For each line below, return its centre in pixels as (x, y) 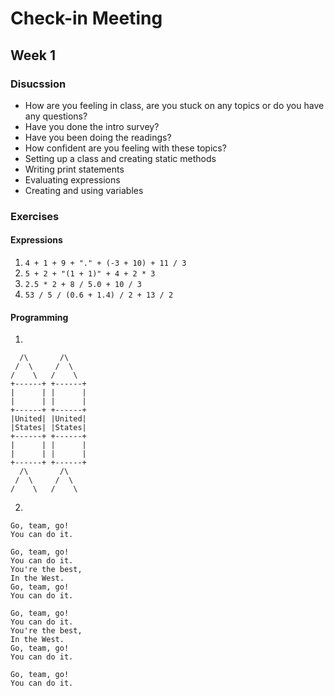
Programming (39, 317)
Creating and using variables (84, 190)
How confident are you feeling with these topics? (125, 148)
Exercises (35, 216)
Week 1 (33, 55)
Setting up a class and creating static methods (120, 158)
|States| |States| (48, 428)
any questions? (56, 116)
